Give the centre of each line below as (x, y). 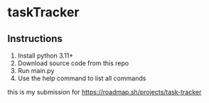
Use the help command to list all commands (82, 78)
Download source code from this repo (73, 63)
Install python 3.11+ (45, 55)
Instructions (35, 39)
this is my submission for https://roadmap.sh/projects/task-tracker (104, 92)
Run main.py (36, 71)
